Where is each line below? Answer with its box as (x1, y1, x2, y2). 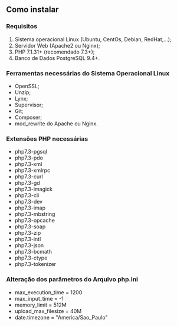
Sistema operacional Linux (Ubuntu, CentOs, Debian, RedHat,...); (14, 35, 172, 43)
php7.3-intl (14, 235, 41, 243)
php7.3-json (14, 242, 44, 249)
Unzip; (14, 88, 31, 96)
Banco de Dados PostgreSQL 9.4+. (14, 54, 100, 61)
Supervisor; (14, 101, 43, 108)
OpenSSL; (14, 82, 40, 89)
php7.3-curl (14, 173, 43, 180)
